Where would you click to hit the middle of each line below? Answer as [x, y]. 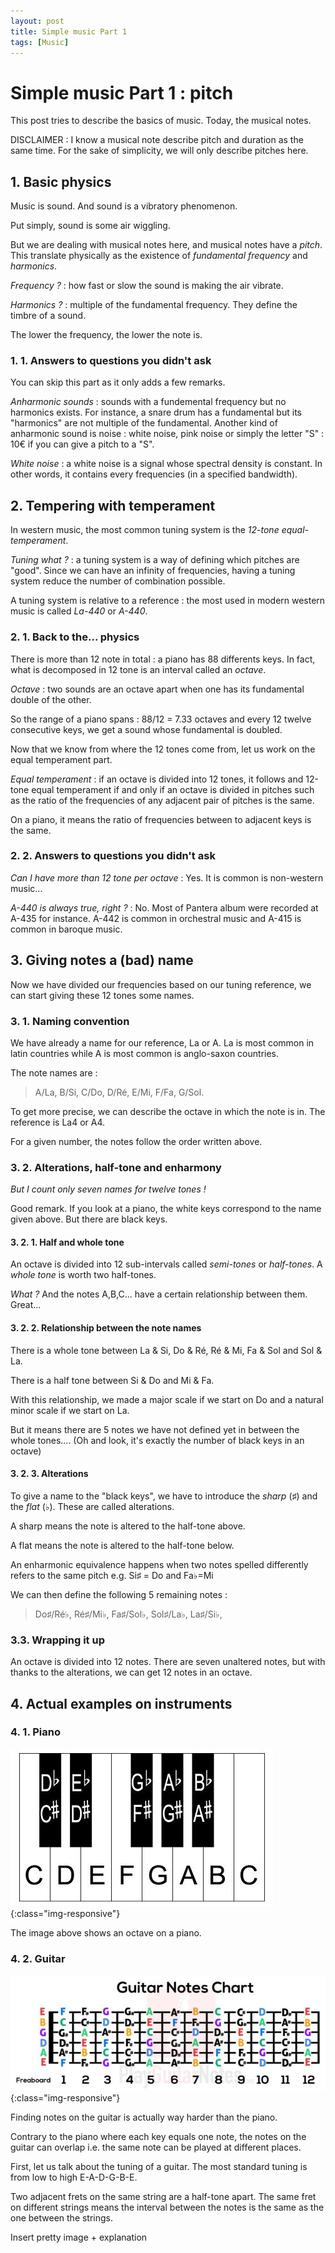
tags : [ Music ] [40, 42]
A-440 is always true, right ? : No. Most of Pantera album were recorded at [164, 907]
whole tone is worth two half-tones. [83, 1275]
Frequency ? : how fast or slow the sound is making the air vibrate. [147, 286]
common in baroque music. [66, 929]
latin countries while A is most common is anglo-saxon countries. [145, 1053]
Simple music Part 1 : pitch [122, 92]
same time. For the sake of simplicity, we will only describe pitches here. [159, 151]
